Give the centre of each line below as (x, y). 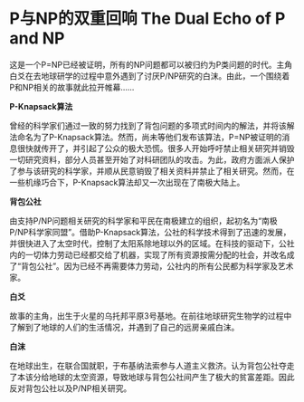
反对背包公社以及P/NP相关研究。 (71, 388)
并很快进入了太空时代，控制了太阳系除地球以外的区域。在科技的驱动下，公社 (152, 243)
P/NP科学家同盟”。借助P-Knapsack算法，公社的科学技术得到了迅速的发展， (150, 232)
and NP (37, 38)
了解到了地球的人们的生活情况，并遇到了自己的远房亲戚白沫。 (124, 327)
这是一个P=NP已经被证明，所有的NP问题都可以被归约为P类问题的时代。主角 (151, 64)
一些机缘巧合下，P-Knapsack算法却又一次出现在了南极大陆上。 (127, 182)
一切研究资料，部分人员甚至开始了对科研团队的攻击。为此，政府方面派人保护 (152, 159)
